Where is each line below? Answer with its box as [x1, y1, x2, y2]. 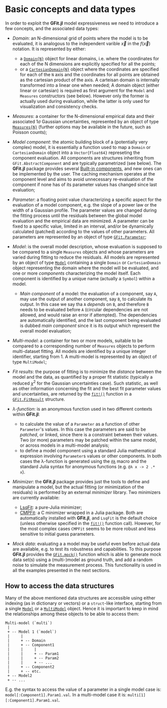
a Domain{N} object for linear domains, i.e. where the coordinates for [19, 55, 160, 61]
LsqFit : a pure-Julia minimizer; [19, 504, 82, 510]
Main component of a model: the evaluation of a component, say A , [19, 290, 158, 296]
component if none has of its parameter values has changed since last [12, 182, 157, 188]
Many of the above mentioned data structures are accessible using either [5, 595, 156, 601]
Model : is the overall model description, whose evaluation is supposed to [12, 243, 163, 249]
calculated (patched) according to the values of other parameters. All [12, 228, 155, 234]
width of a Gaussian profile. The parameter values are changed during [12, 207, 157, 213]
